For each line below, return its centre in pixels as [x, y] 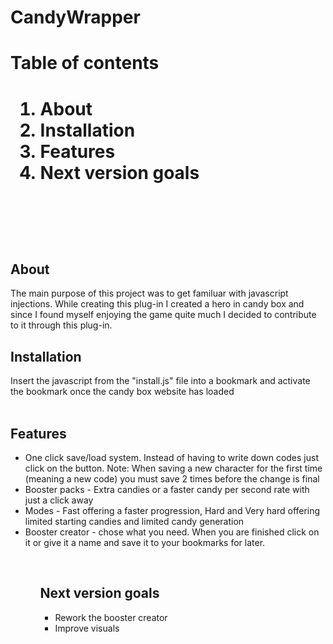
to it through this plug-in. [61, 325]
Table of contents [85, 63]
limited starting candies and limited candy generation [134, 521]
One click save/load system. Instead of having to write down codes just [171, 457]
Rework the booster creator [111, 617]
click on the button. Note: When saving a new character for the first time [173, 468]
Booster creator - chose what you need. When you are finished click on [172, 532]
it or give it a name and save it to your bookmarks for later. [145, 542]
